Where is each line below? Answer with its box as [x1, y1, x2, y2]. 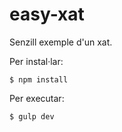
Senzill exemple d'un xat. [9, 36, 113, 48]
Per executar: [9, 92, 65, 104]
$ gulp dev [9, 111, 55, 122]
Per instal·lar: [9, 55, 64, 67]
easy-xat [9, 3, 85, 26]
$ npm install [9, 74, 69, 85]
